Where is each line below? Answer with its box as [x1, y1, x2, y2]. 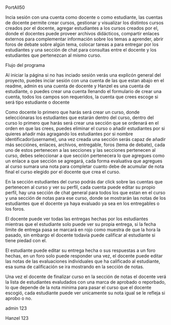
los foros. [5, 206, 26, 212]
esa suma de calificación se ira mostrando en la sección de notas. [5, 264, 144, 270]
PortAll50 [5, 5, 25, 10]
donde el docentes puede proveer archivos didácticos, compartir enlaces [5, 31, 160, 36]
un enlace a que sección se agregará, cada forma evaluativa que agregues [5, 158, 162, 164]
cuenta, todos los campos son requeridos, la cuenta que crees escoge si [5, 94, 158, 100]
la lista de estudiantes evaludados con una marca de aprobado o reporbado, [5, 279, 166, 285]
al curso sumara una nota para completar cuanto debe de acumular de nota [5, 164, 164, 169]
